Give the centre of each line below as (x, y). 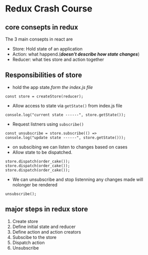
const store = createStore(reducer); (44, 96)
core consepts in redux (42, 27)
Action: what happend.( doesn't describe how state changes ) (76, 54)
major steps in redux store (47, 209)
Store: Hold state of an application (47, 49)
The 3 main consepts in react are (39, 39)
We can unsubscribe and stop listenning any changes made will (78, 179)
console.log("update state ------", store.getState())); (66, 137)
